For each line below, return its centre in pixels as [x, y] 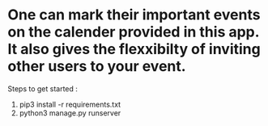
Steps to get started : [43, 88]
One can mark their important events [134, 15]
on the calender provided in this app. [134, 32]
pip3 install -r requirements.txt [70, 104]
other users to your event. [97, 67]
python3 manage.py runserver [70, 113]
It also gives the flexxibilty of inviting [134, 49]
